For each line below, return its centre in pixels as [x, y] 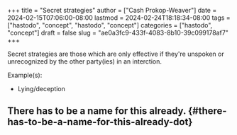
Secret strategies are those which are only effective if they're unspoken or [116, 54]
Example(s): [25, 75]
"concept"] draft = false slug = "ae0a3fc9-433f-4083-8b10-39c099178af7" [118, 33]
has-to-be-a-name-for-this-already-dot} [100, 122]
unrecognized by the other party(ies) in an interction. [84, 61]
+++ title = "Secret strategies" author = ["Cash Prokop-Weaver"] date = [112, 10]
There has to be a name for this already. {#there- [117, 111]
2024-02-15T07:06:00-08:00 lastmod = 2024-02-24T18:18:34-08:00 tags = [119, 18]
